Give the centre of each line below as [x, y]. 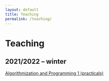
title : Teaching [22, 14]
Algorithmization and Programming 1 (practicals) [54, 73]
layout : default [22, 10]
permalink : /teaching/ [28, 19]
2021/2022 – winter [36, 61]
